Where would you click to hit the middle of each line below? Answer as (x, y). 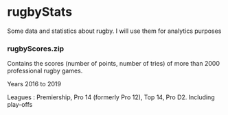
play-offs (20, 105)
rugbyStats (40, 12)
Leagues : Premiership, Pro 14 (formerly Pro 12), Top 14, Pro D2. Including (111, 97)
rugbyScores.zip (36, 49)
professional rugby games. (45, 71)
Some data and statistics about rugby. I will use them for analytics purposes (114, 31)
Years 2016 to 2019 (34, 84)
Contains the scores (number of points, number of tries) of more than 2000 (113, 64)
